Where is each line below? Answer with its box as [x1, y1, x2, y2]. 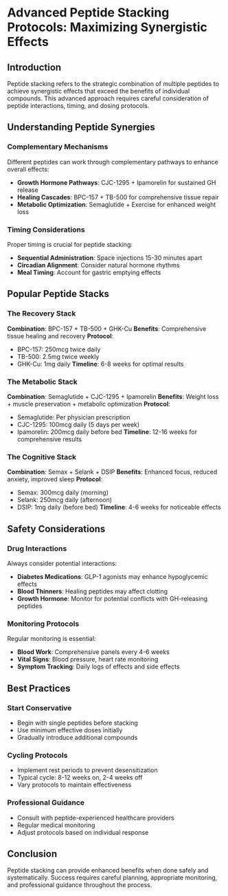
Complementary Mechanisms [7, 142, 109, 152]
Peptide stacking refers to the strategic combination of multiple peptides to [7, 80, 220, 87]
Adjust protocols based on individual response [16, 828, 149, 836]
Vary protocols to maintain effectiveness [16, 780, 132, 789]
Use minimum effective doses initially [16, 725, 123, 734]
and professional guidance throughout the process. [7, 881, 152, 889]
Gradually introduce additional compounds [16, 733, 138, 741]
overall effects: [7, 165, 49, 173]
